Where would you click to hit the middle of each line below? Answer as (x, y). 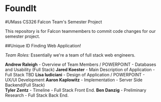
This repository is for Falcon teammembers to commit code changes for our (80, 31)
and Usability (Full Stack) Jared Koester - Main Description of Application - (80, 69)
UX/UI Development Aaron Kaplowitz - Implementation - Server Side (74, 80)
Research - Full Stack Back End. (37, 95)
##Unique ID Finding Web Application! (43, 45)
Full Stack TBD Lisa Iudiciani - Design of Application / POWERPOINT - (75, 74)
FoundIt (21, 8)
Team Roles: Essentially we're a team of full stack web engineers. (70, 55)
